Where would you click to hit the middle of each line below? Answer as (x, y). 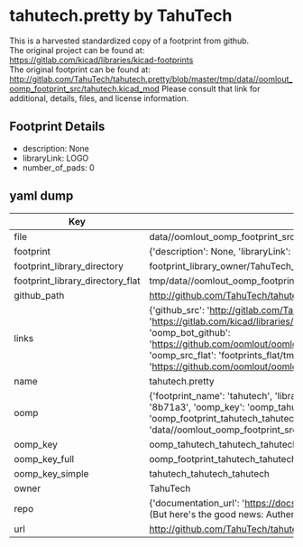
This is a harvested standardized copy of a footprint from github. (129, 41)
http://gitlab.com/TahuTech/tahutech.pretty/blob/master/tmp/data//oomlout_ (151, 79)
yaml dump (41, 196)
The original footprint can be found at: (80, 70)
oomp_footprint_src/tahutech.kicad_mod (84, 88)
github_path (39, 295)
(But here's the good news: (206, 514)
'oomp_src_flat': (182, 355)
